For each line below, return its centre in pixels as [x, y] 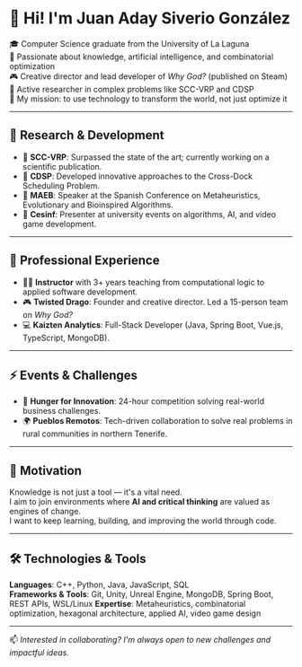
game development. [59, 224]
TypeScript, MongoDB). [66, 338]
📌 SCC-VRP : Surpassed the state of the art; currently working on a [146, 157]
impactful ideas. [39, 653]
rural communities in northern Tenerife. [95, 434]
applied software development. [80, 292]
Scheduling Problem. [61, 185]
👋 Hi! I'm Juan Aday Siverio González [150, 18]
